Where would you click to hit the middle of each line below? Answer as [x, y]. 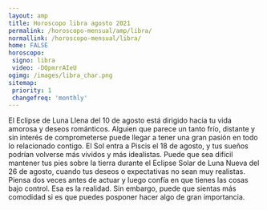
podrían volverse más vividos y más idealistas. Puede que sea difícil [121, 155]
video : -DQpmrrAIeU [44, 68]
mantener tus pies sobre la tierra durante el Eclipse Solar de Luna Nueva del [134, 163]
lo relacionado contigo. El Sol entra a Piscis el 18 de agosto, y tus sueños [128, 146]
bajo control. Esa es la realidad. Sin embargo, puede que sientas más [122, 188]
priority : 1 [32, 90]
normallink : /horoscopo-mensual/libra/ [75, 38]
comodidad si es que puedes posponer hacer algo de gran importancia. [127, 197]
